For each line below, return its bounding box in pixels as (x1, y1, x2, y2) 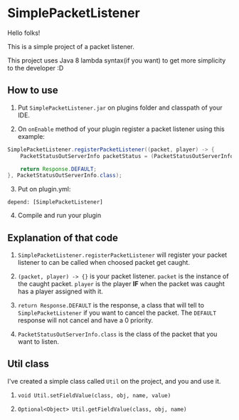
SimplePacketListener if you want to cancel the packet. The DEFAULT (17, 308, 217, 317)
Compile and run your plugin (17, 211, 102, 220)
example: (17, 132, 45, 140)
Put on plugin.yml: (17, 185, 71, 194)
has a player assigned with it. (17, 287, 103, 296)
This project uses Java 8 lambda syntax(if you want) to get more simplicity (7, 56, 226, 65)
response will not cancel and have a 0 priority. (17, 316, 154, 325)
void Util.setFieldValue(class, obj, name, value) (17, 392, 171, 399)
